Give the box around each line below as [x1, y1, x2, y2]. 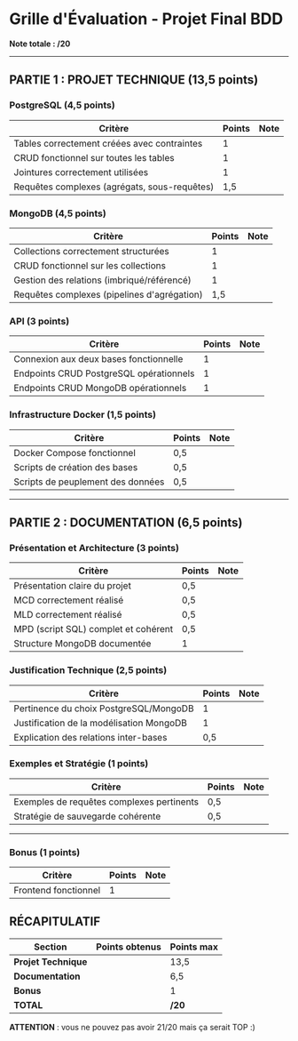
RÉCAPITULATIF [9, 914, 101, 929]
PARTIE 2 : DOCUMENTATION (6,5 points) [9, 515, 243, 530]
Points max [169, 941, 219, 953]
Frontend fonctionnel [13, 885, 101, 897]
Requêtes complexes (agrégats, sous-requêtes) [13, 180, 215, 193]
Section [34, 941, 67, 953]
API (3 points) [9, 315, 70, 327]
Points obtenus [96, 941, 161, 953]
